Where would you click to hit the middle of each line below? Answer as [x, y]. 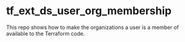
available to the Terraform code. [46, 33]
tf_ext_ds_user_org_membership [89, 11]
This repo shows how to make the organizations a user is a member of [92, 27]
